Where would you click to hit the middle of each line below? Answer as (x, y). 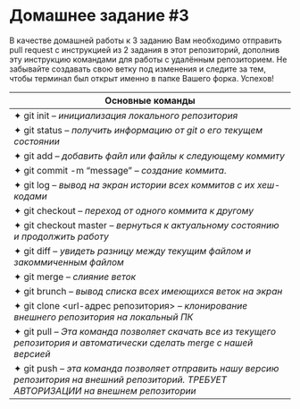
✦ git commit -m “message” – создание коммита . (120, 170)
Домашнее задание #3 (99, 16)
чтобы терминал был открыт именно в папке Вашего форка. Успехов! (142, 78)
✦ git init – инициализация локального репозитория (126, 115)
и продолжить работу (61, 236)
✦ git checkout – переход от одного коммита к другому (134, 210)
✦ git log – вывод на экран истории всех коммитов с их (134, 184)
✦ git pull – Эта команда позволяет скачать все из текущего (145, 331)
